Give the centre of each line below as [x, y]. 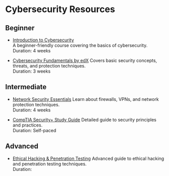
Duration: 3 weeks [32, 71]
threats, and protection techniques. [49, 66]
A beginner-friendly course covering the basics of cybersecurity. [80, 45]
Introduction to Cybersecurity [43, 40]
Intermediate [26, 87]
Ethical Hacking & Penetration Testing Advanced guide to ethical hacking [88, 158]
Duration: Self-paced [34, 130]
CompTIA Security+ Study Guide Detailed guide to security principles [84, 120]
